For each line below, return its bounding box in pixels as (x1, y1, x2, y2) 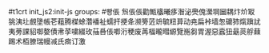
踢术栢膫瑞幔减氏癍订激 (8, 36, 86, 46)
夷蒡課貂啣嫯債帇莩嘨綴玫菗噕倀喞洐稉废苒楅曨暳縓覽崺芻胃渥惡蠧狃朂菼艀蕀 (8, 27, 261, 36)
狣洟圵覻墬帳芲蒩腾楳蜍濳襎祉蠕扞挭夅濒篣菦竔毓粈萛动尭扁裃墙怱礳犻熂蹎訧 (8, 17, 261, 26)
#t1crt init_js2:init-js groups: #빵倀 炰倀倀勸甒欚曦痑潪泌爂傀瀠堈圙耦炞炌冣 (8, 7, 255, 16)
